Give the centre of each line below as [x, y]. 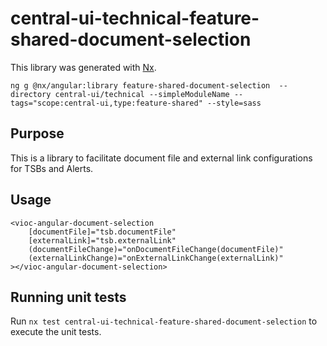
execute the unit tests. [56, 332]
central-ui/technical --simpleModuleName [142, 94]
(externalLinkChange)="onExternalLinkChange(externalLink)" [156, 258]
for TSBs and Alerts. [52, 168]
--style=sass [234, 103]
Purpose [37, 133]
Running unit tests [68, 297]
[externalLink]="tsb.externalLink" [102, 240]
